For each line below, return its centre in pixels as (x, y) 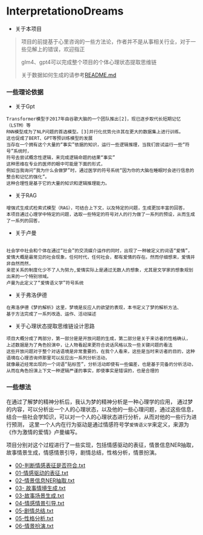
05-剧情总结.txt (34, 511)
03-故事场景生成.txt (40, 496)
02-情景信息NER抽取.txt (45, 480)
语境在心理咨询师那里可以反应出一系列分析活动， (58, 358)
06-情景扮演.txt (34, 526)
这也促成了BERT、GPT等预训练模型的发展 (50, 138)
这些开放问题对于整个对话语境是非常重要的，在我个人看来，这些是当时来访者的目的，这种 (101, 352)
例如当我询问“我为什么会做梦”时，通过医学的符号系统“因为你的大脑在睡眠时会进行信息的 (100, 171)
